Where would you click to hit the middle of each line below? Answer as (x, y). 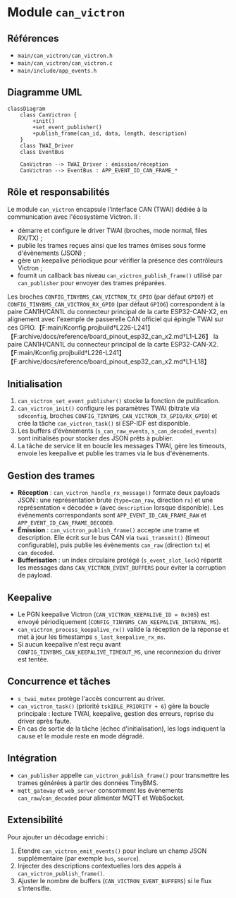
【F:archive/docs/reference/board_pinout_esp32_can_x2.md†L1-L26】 (110, 336)
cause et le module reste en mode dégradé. (81, 736)
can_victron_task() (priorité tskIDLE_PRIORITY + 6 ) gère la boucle (113, 706)
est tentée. (33, 659)
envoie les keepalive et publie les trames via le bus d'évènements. (113, 453)
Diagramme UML (45, 92)
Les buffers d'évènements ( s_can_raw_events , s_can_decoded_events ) (117, 431)
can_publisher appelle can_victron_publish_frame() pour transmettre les (123, 775)
